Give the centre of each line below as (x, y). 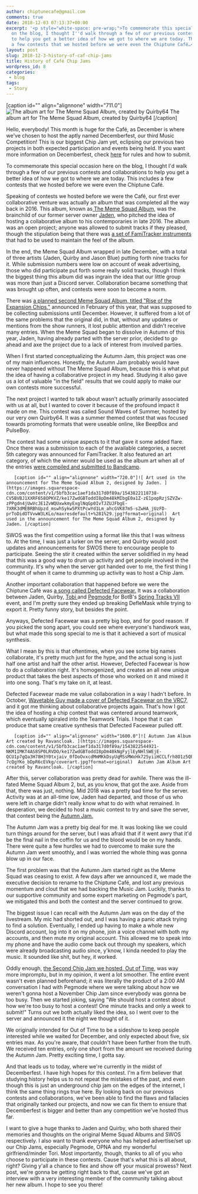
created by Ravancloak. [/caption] (50, 767)
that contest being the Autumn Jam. (49, 815)
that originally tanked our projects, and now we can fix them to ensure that (96, 1104)
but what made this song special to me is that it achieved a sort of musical (96, 633)
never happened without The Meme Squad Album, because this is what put (98, 368)
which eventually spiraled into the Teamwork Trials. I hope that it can (89, 719)
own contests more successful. (44, 387)
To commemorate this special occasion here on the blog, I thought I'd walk (97, 165)
